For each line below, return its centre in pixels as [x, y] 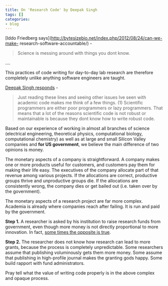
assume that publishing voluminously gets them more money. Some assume [84, 253]
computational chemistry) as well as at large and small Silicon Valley [76, 139]
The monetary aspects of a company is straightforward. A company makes [82, 160]
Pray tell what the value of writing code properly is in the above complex [80, 273]
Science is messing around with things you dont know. [74, 53]
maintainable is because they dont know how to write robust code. [86, 119]
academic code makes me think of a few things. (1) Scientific [80, 103]
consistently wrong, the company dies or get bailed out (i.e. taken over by [81, 186]
